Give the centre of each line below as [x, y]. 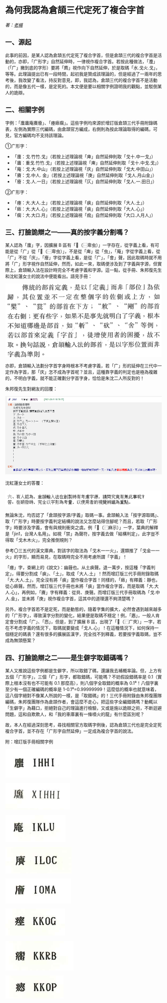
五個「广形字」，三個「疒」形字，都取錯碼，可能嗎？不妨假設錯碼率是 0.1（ [81, 677]
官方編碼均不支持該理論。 [40, 135]
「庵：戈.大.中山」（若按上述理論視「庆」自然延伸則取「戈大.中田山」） [84, 169]
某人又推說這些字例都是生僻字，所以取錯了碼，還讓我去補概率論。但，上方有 [83, 670]
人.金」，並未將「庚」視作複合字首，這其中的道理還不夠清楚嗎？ [70, 599]
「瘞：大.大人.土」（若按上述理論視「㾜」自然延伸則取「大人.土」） [80, 202]
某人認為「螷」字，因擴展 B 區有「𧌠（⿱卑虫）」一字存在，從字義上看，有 [80, 245]
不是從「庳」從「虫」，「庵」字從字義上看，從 [115, 251]
